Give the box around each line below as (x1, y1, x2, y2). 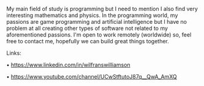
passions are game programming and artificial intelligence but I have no (6, 18, 187, 25)
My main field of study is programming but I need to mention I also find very (6, 5, 198, 12)
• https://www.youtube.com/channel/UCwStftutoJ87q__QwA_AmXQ (6, 73, 177, 80)
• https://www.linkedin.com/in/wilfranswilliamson (6, 61, 130, 68)
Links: (6, 49, 21, 57)
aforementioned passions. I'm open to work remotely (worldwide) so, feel (6, 31, 192, 38)
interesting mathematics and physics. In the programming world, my (6, 12, 178, 19)
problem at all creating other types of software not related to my (6, 24, 168, 32)
